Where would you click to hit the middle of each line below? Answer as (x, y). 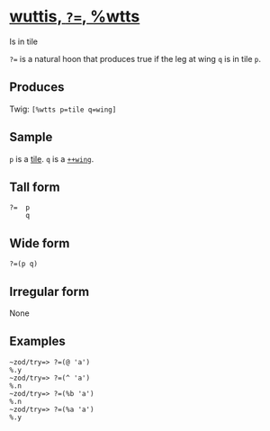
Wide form (40, 243)
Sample (31, 137)
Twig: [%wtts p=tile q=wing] (63, 109)
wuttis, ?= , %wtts (75, 17)
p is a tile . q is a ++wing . (52, 158)
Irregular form (49, 291)
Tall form (35, 187)
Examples (37, 341)
